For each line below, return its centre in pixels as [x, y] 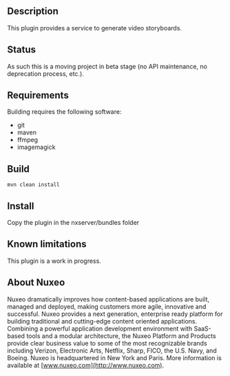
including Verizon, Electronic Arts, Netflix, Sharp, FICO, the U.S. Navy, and [112, 350]
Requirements [38, 96]
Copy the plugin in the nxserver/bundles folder [73, 223]
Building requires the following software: [64, 112]
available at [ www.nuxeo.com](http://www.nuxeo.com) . [86, 365]
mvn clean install [33, 185]
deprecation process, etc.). [45, 73]
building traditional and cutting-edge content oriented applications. [102, 321]
